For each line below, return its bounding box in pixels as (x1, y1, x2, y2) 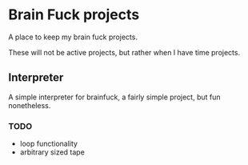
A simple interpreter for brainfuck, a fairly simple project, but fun (8, 92, 221, 102)
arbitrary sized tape (19, 147, 86, 157)
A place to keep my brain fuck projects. (8, 32, 138, 42)
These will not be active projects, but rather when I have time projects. (8, 47, 241, 57)
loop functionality (19, 139, 78, 149)
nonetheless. (8, 100, 51, 110)
